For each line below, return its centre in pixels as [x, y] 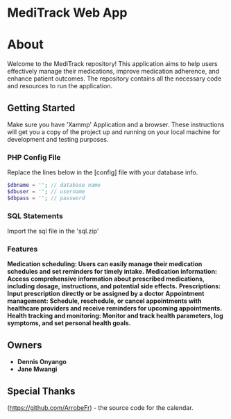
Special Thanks [41, 391]
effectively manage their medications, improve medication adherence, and [113, 72]
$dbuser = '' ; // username [46, 192]
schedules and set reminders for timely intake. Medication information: [112, 272]
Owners [25, 345]
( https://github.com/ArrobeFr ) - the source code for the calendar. [100, 408]
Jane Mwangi [37, 369]
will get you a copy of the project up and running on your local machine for [114, 132]
